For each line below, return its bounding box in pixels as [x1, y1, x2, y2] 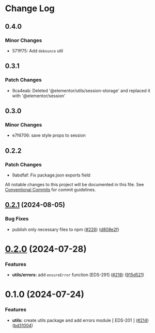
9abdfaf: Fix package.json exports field [12, 172, 91, 178]
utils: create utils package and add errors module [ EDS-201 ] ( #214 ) [12, 317, 149, 323]
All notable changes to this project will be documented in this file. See [5, 181, 144, 187]
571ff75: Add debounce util [12, 48, 63, 53]
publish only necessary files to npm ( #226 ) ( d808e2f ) [12, 227, 120, 232]
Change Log [5, 3, 55, 14]
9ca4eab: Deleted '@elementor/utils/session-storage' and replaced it [12, 88, 151, 93]
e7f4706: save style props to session [12, 132, 86, 139]
